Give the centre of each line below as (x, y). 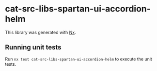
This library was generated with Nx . (40, 32)
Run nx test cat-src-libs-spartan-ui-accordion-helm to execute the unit (79, 59)
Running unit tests (33, 47)
